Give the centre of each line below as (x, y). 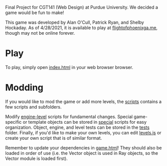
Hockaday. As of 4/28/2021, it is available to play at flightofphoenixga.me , (81, 28)
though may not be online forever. (40, 33)
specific (14, 122)
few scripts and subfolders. (33, 107)
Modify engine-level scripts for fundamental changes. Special (69, 116)
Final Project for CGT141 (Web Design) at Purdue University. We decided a (82, 7)
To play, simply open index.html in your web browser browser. (69, 67)
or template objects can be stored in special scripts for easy (85, 122)
